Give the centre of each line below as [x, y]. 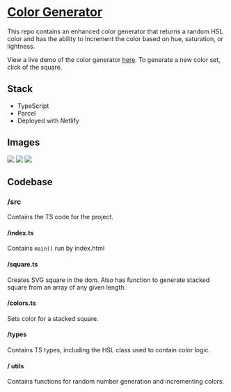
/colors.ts [22, 303]
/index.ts [21, 233]
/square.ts [23, 265]
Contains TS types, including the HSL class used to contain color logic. [109, 350]
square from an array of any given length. [67, 287]
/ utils [16, 366]
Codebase [30, 182]
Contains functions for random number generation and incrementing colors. [116, 382]
